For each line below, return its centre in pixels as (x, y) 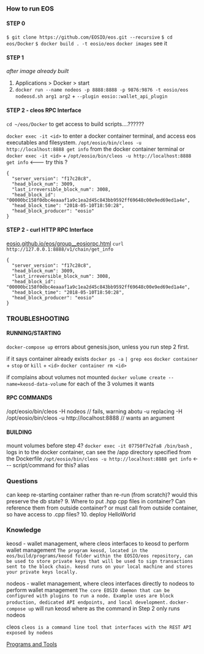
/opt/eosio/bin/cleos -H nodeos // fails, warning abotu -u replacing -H (94, 412)
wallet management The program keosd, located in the (77, 550)
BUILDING (19, 432)
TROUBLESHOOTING (38, 318)
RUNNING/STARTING (34, 333)
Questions (22, 481)
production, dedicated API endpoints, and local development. (87, 602)
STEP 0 (16, 23)
